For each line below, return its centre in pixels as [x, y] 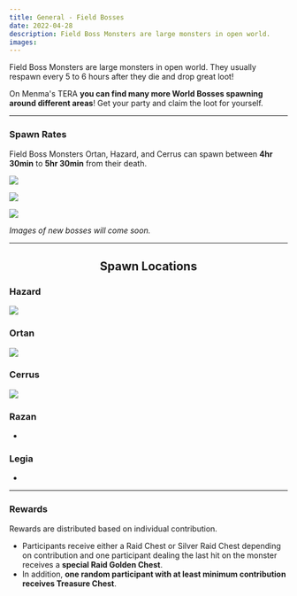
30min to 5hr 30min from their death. [78, 163]
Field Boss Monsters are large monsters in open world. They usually [133, 67]
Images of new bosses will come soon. [80, 230]
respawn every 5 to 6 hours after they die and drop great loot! [122, 77]
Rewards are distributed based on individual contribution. [114, 529]
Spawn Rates [38, 135]
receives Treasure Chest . [69, 583]
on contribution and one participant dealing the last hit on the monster [149, 555]
